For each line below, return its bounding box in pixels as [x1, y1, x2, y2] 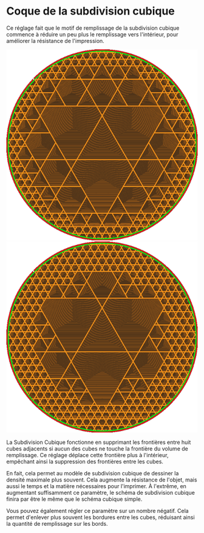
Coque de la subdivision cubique [6, 4, 175, 18]
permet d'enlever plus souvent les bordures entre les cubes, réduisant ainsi [6, 514, 195, 521]
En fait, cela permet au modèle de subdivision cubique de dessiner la [6, 469, 179, 477]
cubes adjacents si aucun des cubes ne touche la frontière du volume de [6, 444, 188, 452]
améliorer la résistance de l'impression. [6, 37, 104, 44]
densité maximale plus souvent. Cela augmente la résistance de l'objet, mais [6, 476, 197, 483]
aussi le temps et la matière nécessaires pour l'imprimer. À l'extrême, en [6, 482, 187, 489]
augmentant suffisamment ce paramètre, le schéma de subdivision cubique [6, 489, 195, 496]
